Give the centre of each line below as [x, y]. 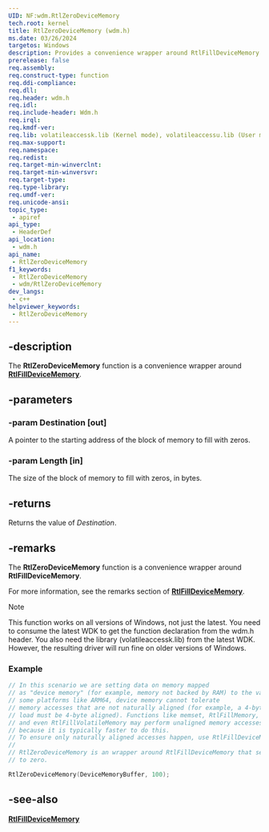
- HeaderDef [32, 232]
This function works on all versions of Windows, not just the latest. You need [134, 623]
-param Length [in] [46, 461]
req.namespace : [34, 150]
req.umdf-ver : [32, 195]
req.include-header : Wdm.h [53, 113]
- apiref [26, 217]
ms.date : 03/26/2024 [43, 38]
